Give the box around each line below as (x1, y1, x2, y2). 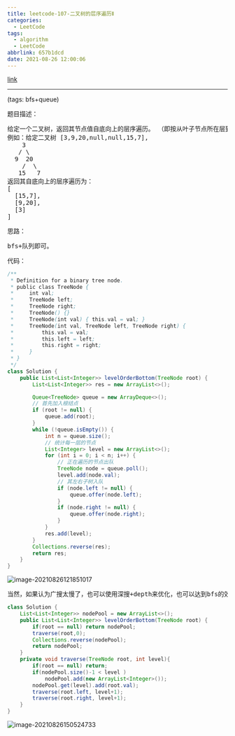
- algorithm (13, 36, 49, 43)
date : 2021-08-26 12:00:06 (7, 56, 86, 63)
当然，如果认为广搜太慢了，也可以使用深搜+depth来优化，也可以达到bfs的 (7, 590, 225, 598)
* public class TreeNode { (10, 283, 90, 290)
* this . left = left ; (10, 335, 96, 343)
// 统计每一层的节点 (44, 439, 97, 446)
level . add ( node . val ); (57, 472, 120, 479)
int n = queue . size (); (44, 432, 111, 439)
